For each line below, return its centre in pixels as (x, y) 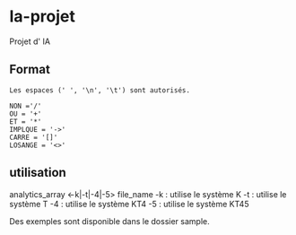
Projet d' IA (30, 41)
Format (30, 70)
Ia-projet (43, 17)
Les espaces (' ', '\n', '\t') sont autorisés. (100, 90)
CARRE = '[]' (34, 137)
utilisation (38, 173)
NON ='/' (26, 106)
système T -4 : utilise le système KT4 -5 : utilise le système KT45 (129, 204)
